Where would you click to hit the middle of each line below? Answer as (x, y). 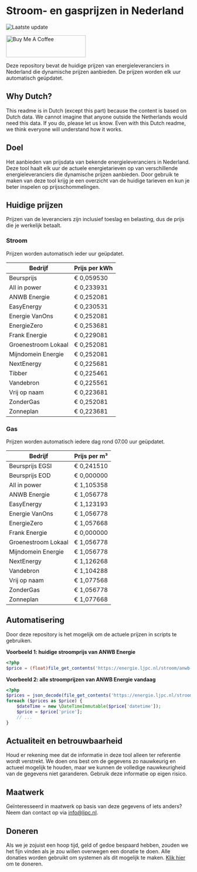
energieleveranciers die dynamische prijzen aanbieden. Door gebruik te (92, 174)
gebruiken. (19, 640)
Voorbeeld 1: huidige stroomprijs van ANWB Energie (71, 652)
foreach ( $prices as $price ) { (44, 701)
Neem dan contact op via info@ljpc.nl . (52, 813)
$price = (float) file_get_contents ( (51, 668)
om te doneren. (25, 864)
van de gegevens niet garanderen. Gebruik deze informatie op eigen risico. (97, 774)
